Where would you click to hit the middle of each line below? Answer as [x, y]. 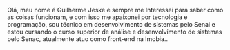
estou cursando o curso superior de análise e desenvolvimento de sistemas [115, 32]
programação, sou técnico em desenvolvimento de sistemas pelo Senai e [111, 24]
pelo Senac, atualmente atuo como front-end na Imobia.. [87, 39]
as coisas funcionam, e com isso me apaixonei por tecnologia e [97, 17]
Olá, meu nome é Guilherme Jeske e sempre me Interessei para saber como [115, 10]
